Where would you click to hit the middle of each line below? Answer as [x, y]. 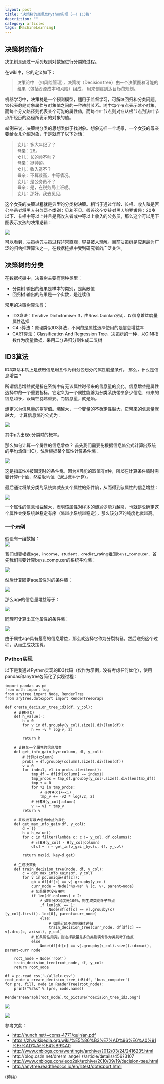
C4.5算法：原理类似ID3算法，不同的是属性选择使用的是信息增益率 [78, 327]
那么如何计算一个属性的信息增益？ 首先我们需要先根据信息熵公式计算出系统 [81, 445]
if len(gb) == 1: [58, 905]
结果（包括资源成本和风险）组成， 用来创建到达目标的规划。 [77, 88]
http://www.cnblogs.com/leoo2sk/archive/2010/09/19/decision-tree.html [85, 1061]
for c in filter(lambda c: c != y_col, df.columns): [77, 837]
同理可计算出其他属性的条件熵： [37, 619]
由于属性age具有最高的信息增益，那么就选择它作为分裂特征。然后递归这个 [79, 638]
